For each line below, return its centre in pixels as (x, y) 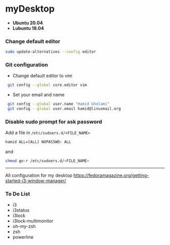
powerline (23, 237)
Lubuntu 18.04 (28, 28)
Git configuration (27, 65)
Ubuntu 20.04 (28, 23)
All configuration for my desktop (39, 176)
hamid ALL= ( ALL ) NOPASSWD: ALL (38, 142)
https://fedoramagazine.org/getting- (111, 176)
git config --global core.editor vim (47, 85)
